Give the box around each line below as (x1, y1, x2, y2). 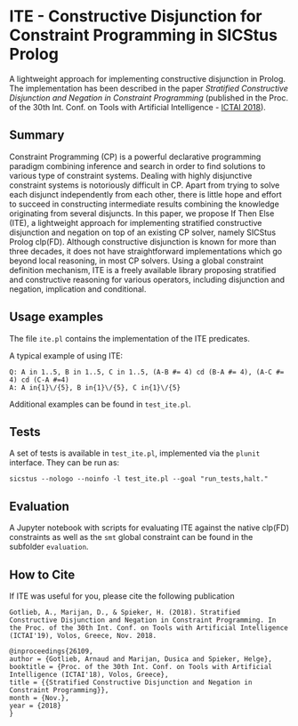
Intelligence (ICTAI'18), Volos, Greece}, (9, 670, 169, 679)
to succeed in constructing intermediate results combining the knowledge (9, 198, 280, 209)
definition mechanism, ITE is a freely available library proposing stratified (9, 264, 277, 275)
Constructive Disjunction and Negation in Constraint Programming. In (9, 616, 277, 625)
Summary (9, 127, 65, 143)
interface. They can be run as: (9, 457, 120, 468)
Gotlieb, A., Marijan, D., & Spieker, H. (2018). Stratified (9, 608, 241, 617)
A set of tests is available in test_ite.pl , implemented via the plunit (9, 448, 261, 459)
